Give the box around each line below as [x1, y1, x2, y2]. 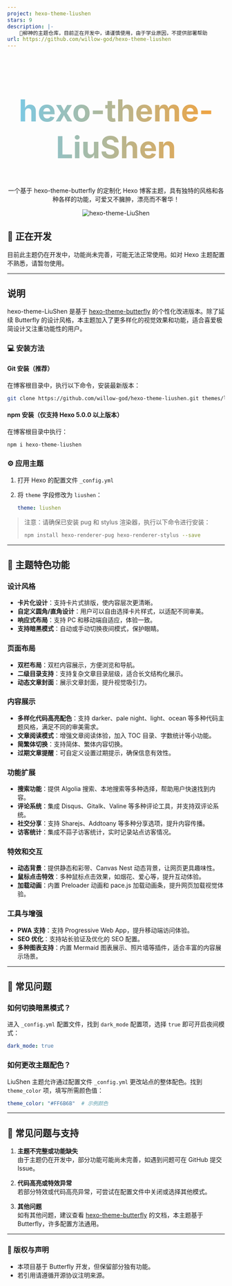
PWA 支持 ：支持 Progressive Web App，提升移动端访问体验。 [17, 926, 193, 934]
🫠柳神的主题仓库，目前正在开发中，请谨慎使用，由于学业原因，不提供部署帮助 [19, 29, 208, 37]
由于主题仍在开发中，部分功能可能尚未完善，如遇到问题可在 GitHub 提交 [17, 1156, 222, 1164]
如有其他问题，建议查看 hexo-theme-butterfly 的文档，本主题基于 [17, 1211, 204, 1220]
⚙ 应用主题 [7, 458, 43, 468]
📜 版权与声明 [7, 1245, 50, 1255]
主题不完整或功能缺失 [17, 1147, 78, 1155]
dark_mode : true [7, 1043, 54, 1050]
